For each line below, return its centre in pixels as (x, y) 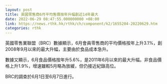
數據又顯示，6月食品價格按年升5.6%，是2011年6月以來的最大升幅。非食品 (81, 60)
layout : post (19, 10)
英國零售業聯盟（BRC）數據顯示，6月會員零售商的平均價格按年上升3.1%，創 (84, 43)
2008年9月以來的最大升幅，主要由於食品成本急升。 (58, 49)
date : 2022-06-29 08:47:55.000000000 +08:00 (52, 19)
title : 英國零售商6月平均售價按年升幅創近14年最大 (52, 14)
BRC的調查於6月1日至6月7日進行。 (41, 77)
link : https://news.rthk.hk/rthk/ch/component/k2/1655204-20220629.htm (81, 24)
